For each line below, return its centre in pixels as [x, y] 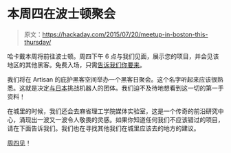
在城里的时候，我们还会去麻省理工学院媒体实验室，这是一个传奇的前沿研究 [112, 111]
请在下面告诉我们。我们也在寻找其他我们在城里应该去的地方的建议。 [103, 128]
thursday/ [37, 42]
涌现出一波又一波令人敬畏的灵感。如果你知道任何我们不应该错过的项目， [121, 119]
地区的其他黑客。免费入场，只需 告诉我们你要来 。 [76, 64]
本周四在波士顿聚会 [62, 14]
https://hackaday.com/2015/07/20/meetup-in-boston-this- [125, 34]
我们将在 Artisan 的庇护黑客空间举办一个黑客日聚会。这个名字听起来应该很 [112, 79]
